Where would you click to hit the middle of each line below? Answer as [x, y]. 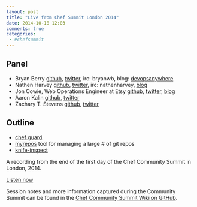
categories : [21, 34]
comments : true [25, 28]
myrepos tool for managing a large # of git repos [75, 143]
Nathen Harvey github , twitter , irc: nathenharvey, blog [81, 85]
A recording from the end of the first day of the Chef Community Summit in [99, 161]
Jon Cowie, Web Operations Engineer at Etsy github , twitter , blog [95, 91]
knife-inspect [31, 150]
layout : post [22, 12]
